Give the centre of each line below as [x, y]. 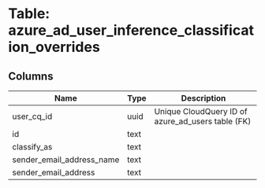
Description [203, 98]
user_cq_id [32, 116]
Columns [31, 76]
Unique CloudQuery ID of [201, 111]
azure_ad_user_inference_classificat [131, 30]
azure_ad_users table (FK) [203, 121]
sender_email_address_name [66, 160]
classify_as [32, 147]
